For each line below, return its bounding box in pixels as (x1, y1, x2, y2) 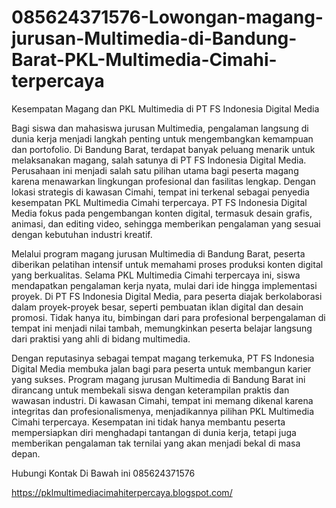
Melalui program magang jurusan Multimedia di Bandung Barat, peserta (11, 247, 306, 260)
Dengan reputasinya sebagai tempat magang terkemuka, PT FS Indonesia (11, 352, 315, 364)
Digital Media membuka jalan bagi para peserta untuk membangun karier (11, 362, 312, 375)
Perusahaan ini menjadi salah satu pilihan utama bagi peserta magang (11, 164, 299, 176)
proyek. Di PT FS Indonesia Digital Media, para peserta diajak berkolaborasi (11, 290, 323, 302)
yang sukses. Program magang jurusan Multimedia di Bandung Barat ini (11, 373, 306, 385)
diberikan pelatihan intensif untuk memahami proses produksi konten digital (11, 258, 324, 270)
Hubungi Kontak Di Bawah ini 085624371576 (11, 467, 196, 479)
